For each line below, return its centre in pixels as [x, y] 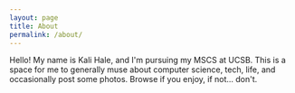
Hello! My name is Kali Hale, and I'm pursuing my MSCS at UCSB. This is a [148, 60]
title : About [34, 26]
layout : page [34, 18]
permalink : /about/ [46, 34]
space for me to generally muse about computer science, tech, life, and [143, 70]
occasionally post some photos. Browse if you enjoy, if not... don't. [133, 79]
